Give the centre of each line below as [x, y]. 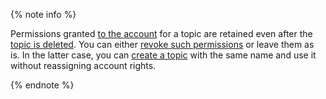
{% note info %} [43, 14]
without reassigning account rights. [83, 65]
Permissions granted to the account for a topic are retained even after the [161, 33]
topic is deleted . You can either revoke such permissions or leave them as [162, 44]
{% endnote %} [42, 85]
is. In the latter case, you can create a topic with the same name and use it [163, 55]
